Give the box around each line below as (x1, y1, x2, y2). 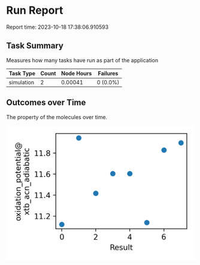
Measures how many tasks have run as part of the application (6, 56, 159, 63)
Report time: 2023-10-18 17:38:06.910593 (6, 23, 109, 31)
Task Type (8, 70, 36, 77)
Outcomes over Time (6, 98, 86, 108)
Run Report (6, 4, 63, 17)
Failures (98, 70, 119, 77)
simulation (8, 78, 35, 86)
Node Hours (60, 70, 92, 77)
